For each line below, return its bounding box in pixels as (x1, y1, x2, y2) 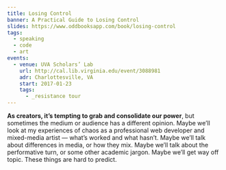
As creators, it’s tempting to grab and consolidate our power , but (7, 112, 195, 120)
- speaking (13, 36, 45, 42)
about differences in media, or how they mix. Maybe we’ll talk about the (7, 141, 209, 149)
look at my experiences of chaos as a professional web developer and (7, 126, 205, 134)
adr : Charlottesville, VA (19, 73, 94, 81)
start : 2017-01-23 (19, 80, 72, 87)
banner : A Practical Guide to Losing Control (7, 16, 139, 23)
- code (13, 42, 32, 49)
